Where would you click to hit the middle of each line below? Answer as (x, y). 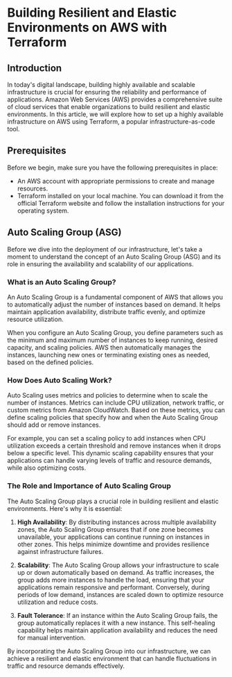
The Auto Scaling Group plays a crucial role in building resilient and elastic (113, 501)
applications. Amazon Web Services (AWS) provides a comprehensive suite (115, 99)
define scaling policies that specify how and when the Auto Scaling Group (113, 418)
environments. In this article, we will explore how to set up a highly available (115, 114)
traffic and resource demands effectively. (66, 666)
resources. (33, 188)
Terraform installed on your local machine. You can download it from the (120, 195)
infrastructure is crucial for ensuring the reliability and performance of (107, 92)
